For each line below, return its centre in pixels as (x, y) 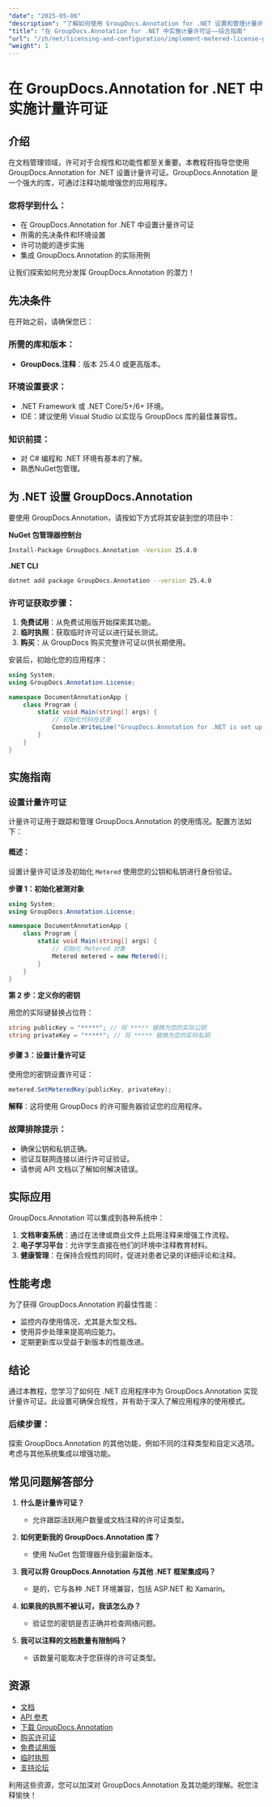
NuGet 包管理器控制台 (45, 534)
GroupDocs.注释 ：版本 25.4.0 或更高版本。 (92, 364)
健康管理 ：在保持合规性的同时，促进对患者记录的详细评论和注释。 (130, 1255)
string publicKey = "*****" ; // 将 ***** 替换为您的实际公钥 (108, 1028)
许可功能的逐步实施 (52, 245)
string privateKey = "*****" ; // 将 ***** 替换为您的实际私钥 (109, 1036)
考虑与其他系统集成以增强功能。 (62, 1453)
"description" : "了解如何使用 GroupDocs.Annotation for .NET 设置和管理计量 (133, 24)
